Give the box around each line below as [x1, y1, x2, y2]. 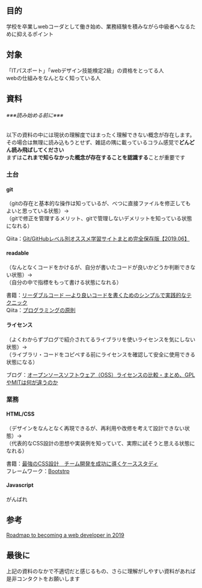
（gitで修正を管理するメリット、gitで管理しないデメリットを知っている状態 [6, 215, 192, 222]
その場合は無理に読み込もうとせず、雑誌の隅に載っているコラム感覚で [6, 139, 179, 146]
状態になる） [6, 358, 38, 365]
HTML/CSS [6, 410, 35, 418]
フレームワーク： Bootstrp [6, 467, 70, 474]
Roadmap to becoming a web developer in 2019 [6, 531, 124, 539]
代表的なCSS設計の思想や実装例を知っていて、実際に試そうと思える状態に [11, 439, 195, 447]
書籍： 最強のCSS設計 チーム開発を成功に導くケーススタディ [6, 460, 159, 467]
